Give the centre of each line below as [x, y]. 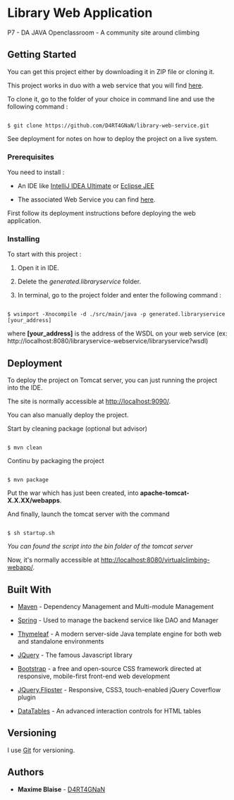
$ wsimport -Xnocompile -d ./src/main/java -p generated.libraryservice [116, 314]
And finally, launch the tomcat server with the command [89, 514]
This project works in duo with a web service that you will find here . [105, 85]
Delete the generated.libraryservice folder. [79, 282]
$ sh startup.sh [31, 534]
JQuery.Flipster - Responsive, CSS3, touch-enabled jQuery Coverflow [119, 689]
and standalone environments [61, 641]
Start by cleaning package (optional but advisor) [78, 429]
